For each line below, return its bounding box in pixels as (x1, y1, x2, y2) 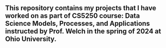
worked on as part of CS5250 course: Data (5, 12, 140, 20)
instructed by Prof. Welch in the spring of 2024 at (5, 27, 162, 36)
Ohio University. (5, 35, 57, 44)
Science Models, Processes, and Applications (5, 19, 150, 28)
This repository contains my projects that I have (5, 4, 157, 12)
